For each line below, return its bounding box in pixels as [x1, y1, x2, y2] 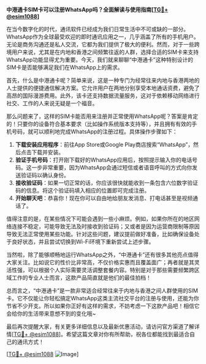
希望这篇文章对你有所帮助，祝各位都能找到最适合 [66, 330, 190, 338]
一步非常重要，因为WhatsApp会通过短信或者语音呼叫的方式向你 [31, 164, 193, 171]
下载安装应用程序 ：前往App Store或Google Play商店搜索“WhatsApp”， [15, 141, 194, 148]
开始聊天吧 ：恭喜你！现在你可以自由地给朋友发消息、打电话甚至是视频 [15, 195, 193, 201]
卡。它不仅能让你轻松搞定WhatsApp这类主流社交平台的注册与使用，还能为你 [6, 295, 199, 302]
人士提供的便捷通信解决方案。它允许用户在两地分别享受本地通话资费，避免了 [6, 84, 200, 91]
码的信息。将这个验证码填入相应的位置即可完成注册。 [15, 187, 150, 194]
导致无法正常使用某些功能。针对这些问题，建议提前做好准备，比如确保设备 [6, 231, 194, 237]
